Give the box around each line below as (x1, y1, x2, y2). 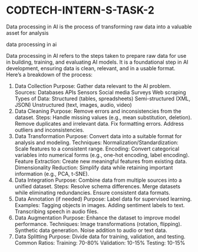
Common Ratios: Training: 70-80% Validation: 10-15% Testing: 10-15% (14, 239, 186, 246)
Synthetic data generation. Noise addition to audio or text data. (14, 227, 167, 234)
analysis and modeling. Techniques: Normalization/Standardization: (14, 139, 179, 146)
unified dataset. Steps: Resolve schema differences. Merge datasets (14, 182, 181, 189)
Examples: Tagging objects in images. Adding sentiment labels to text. (14, 201, 185, 208)
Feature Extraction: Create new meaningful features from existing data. (14, 158, 187, 165)
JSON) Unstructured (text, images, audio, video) (14, 101, 133, 108)
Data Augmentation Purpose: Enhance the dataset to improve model (14, 214, 180, 221)
